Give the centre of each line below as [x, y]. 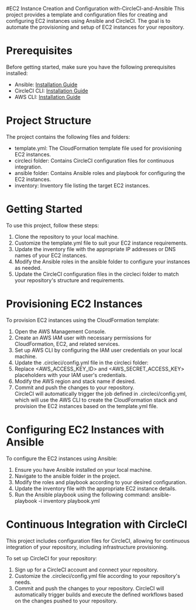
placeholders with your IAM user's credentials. [71, 375]
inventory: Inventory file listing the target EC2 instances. [82, 185]
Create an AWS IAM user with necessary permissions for [83, 337]
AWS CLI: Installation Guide [47, 97]
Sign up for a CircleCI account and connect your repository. [86, 570]
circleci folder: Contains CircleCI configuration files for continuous [94, 160]
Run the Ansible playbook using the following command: [82, 495]
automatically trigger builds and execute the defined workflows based [99, 594]
